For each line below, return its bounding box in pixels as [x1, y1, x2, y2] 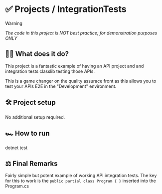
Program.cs [5, 183, 29, 189]
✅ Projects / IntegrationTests [5, 3, 127, 15]
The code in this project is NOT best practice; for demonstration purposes [5, 30, 158, 36]
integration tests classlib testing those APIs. [5, 68, 95, 74]
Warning [5, 20, 22, 26]
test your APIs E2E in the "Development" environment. [5, 83, 117, 89]
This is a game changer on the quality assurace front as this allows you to [5, 78, 157, 84]
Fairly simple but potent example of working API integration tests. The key [5, 173, 157, 179]
